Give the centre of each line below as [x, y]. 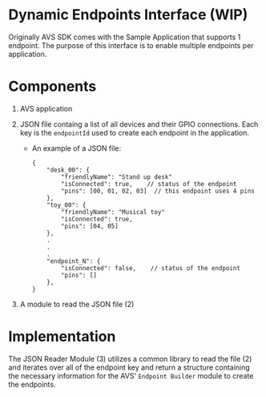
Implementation [62, 336]
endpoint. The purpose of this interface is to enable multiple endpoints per [131, 45]
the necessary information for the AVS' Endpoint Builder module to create [131, 375]
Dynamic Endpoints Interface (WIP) [128, 15]
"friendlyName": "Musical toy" [113, 212]
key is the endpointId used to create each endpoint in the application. [135, 132]
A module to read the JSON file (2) [77, 304]
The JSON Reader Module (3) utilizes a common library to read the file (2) [130, 359]
